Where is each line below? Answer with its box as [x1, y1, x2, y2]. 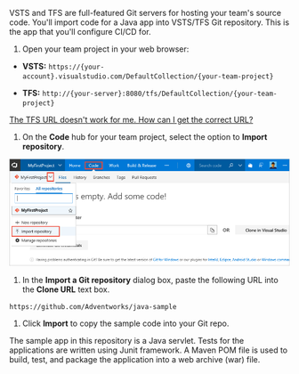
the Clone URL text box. [21, 284, 110, 295]
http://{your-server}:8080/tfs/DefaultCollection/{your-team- [42, 89, 278, 98]
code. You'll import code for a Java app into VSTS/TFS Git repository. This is [9, 17, 290, 28]
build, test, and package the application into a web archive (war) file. [9, 354, 261, 364]
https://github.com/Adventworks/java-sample [9, 302, 177, 311]
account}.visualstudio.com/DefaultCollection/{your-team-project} [21, 72, 274, 81]
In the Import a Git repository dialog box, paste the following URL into [21, 274, 279, 285]
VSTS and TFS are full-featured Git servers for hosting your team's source [9, 8, 282, 18]
